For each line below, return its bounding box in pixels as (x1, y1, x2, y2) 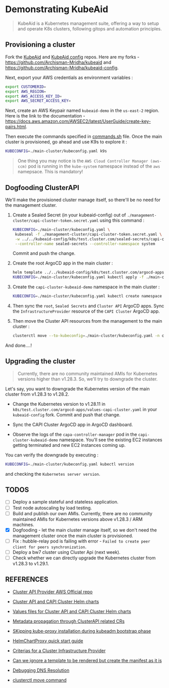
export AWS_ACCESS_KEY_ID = (5, 94, 62, 99)
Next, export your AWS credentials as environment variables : (5, 74, 133, 81)
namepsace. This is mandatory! (17, 169, 83, 175)
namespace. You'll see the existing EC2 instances (59, 437, 162, 443)
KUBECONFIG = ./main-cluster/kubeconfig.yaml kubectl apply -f (12, 275, 144, 280)
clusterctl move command (12, 677, 67, 683)
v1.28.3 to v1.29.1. (12, 560, 49, 566)
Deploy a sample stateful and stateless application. (12, 499, 119, 505)
